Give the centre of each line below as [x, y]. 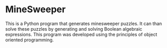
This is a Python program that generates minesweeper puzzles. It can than [84, 23]
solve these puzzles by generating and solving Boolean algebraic [74, 29]
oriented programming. [30, 40]
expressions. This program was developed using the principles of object [81, 34]
